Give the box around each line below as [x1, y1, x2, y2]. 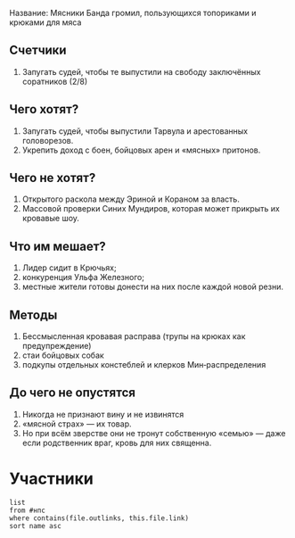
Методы [9, 307, 58, 322]
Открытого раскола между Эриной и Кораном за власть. [21, 194, 241, 204]
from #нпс [9, 506, 46, 515]
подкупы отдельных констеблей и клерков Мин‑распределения [21, 360, 266, 370]
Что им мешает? [9, 238, 107, 253]
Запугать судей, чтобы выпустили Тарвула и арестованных [21, 125, 248, 137]
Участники [9, 468, 94, 489]
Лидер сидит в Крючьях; [21, 262, 118, 273]
